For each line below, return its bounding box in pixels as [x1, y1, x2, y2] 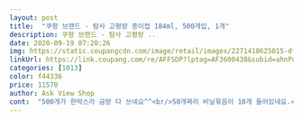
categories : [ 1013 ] [9, 64, 83, 73]
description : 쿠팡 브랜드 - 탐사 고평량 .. [9, 30, 156, 39]
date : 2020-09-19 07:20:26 [9, 38, 111, 48]
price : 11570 [9, 80, 59, 89]
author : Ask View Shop [9, 88, 95, 97]
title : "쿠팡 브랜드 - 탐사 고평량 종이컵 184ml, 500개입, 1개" [9, 22, 230, 31]
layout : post [9, 13, 59, 23]
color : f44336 [9, 72, 63, 81]
